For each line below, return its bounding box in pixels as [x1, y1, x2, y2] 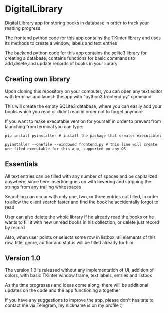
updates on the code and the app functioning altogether [5, 287, 121, 293]
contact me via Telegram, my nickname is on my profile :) [5, 302, 123, 308]
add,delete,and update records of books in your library [5, 60, 118, 66]
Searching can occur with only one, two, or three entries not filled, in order [5, 193, 159, 199]
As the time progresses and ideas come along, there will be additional [5, 282, 149, 288]
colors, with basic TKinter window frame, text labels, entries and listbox [5, 272, 152, 278]
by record [5, 224, 25, 230]
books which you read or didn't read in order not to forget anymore [5, 108, 143, 114]
